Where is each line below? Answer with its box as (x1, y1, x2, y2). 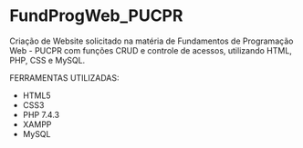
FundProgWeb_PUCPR (9, 5, 183, 26)
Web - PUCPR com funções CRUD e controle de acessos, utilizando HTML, (9, 44, 292, 55)
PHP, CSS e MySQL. (9, 54, 86, 65)
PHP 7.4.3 (22, 109, 60, 120)
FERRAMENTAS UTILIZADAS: (9, 72, 120, 83)
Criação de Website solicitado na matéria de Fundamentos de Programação (9, 35, 294, 46)
